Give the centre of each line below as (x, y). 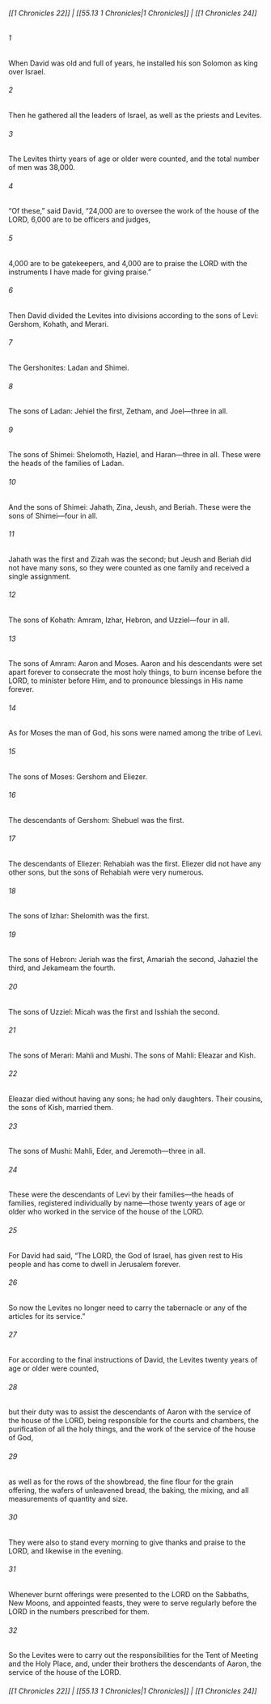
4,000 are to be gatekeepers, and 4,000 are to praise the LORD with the (128, 263)
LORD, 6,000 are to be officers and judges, (80, 219)
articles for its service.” (47, 1316)
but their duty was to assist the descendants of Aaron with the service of (130, 1412)
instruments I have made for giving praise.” (80, 272)
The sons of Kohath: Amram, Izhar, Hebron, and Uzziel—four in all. (119, 620)
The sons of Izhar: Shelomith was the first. (79, 916)
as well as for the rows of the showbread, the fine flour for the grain (121, 1481)
